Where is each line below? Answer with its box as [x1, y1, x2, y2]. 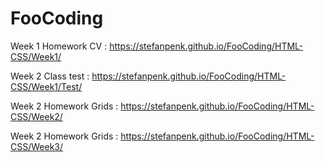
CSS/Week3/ [10, 140, 64, 152]
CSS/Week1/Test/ [10, 80, 83, 92]
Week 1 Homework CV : [10, 40, 108, 52]
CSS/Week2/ [10, 110, 63, 122]
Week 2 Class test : [10, 70, 90, 82]
